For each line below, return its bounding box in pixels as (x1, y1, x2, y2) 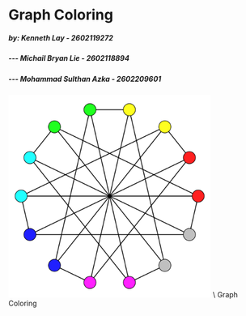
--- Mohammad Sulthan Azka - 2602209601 (8, 74, 162, 83)
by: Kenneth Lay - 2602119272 (8, 32, 113, 42)
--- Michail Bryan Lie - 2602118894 (8, 53, 129, 63)
